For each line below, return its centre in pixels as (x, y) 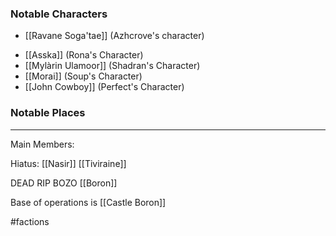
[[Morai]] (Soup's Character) (83, 76)
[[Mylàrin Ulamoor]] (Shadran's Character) (112, 66)
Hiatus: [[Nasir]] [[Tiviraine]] (68, 163)
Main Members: (42, 144)
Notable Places (48, 113)
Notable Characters (59, 14)
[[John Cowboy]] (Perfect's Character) (104, 87)
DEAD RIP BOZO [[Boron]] (64, 183)
